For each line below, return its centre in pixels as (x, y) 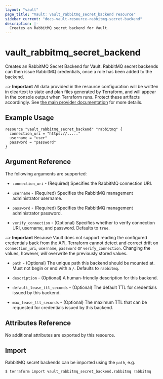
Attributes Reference (38, 323)
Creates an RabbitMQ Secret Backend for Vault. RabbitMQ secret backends (82, 66)
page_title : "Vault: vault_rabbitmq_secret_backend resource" (70, 14)
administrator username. (37, 198)
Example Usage (30, 118)
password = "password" (33, 142)
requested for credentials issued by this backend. (63, 307)
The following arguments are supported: (46, 173)
